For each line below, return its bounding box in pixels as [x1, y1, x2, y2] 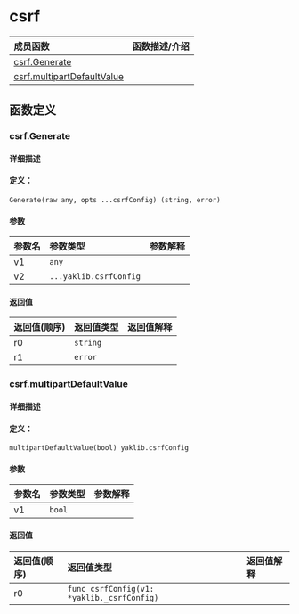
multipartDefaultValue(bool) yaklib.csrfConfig [9, 444, 190, 453]
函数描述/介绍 [132, 40, 190, 53]
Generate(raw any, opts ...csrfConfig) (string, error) [9, 196, 221, 205]
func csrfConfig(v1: [67, 584, 155, 594]
